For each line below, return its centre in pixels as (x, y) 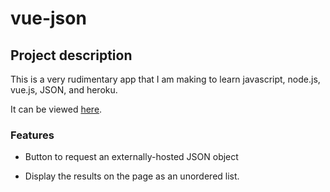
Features (32, 135)
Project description (71, 55)
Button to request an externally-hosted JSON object (131, 157)
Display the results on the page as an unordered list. (132, 176)
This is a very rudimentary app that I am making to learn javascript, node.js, (165, 79)
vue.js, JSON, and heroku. (64, 90)
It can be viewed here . (56, 109)
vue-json (48, 18)
